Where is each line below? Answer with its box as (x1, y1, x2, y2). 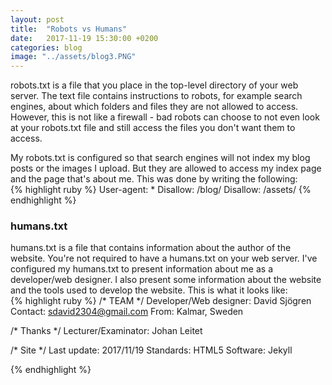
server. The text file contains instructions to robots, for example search (10, 90, 303, 102)
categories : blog (10, 42, 83, 53)
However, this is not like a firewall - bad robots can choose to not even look (10, 111, 320, 123)
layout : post (10, 14, 65, 25)
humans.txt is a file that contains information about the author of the (10, 242, 292, 254)
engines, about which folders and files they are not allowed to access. (10, 101, 299, 113)
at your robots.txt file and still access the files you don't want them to (10, 122, 296, 134)
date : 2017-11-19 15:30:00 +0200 (10, 33, 159, 43)
